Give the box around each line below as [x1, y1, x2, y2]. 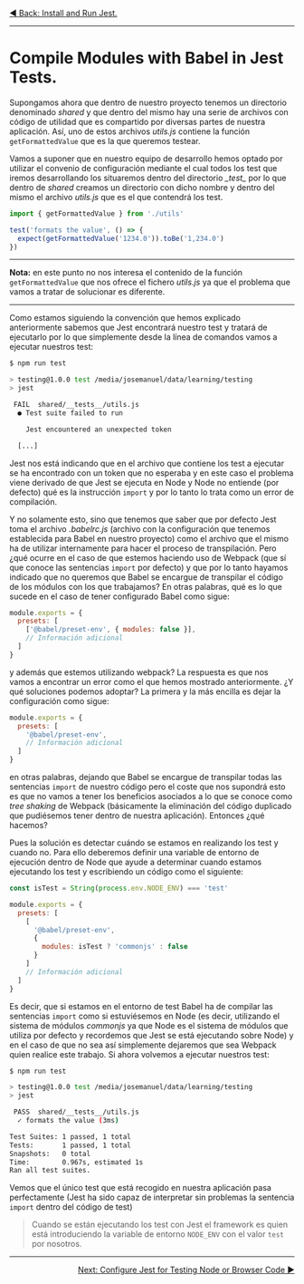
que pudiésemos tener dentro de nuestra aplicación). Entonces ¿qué [9, 810, 265, 821]
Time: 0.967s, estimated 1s [9, 1157, 144, 1167]
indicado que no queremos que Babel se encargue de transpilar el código [9, 571, 283, 583]
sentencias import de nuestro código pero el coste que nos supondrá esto [9, 781, 286, 792]
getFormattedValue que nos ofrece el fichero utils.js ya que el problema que [9, 276, 291, 288]
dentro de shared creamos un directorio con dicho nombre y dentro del [9, 181, 276, 193]
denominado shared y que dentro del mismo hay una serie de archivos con [9, 106, 290, 117]
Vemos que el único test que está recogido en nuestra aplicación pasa [9, 1183, 271, 1193]
